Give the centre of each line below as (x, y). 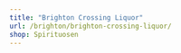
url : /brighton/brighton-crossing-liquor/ (90, 26)
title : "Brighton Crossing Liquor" (76, 18)
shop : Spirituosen (44, 34)
